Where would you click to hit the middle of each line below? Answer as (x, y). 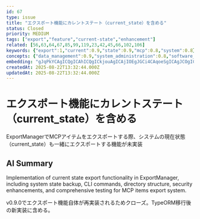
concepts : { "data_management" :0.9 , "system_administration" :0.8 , (87, 56)
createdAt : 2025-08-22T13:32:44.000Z (53, 67)
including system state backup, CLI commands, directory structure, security (99, 184)
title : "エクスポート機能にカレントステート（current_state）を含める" (86, 23)
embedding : (20, 61)
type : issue (21, 17)
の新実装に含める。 (30, 210)
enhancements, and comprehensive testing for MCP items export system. (96, 190)
